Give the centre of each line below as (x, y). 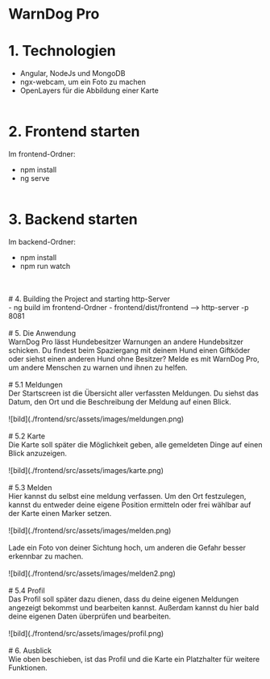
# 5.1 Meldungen (35, 385)
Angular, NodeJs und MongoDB (73, 73)
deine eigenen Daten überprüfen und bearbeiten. (90, 616)
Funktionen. (28, 668)
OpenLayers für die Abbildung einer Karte (89, 90)
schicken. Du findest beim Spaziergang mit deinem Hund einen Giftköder (129, 350)
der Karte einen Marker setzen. (60, 513)
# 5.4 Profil (27, 591)
